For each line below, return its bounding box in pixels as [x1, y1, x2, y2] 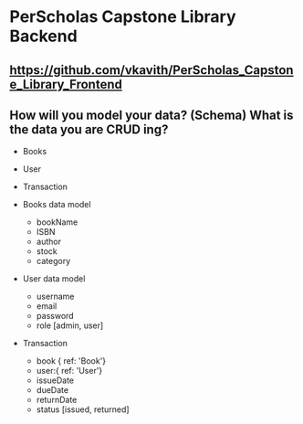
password [36, 311, 75, 322]
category [36, 256, 71, 267]
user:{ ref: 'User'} [36, 366, 103, 376]
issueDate [36, 375, 75, 386]
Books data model [22, 199, 91, 210]
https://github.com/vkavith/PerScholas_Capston [9, 62, 294, 78]
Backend [9, 26, 78, 47]
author [36, 236, 62, 248]
